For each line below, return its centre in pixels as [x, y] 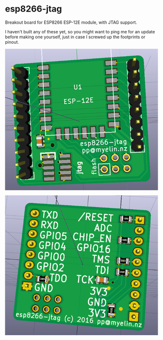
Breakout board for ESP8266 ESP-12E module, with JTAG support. [71, 22]
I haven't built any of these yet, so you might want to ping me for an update [80, 31]
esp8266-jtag [33, 9]
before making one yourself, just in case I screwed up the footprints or [75, 37]
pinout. [12, 42]
